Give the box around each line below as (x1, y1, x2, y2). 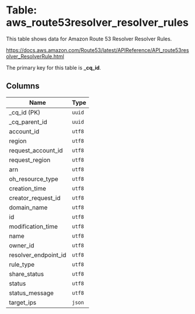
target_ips (9, 298, 37, 306)
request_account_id (9, 146, 63, 154)
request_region (9, 156, 51, 164)
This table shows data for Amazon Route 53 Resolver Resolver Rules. (6, 35, 172, 42)
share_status (9, 270, 44, 278)
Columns (6, 81, 40, 91)
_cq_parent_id (9, 118, 48, 126)
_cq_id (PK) (9, 108, 41, 116)
